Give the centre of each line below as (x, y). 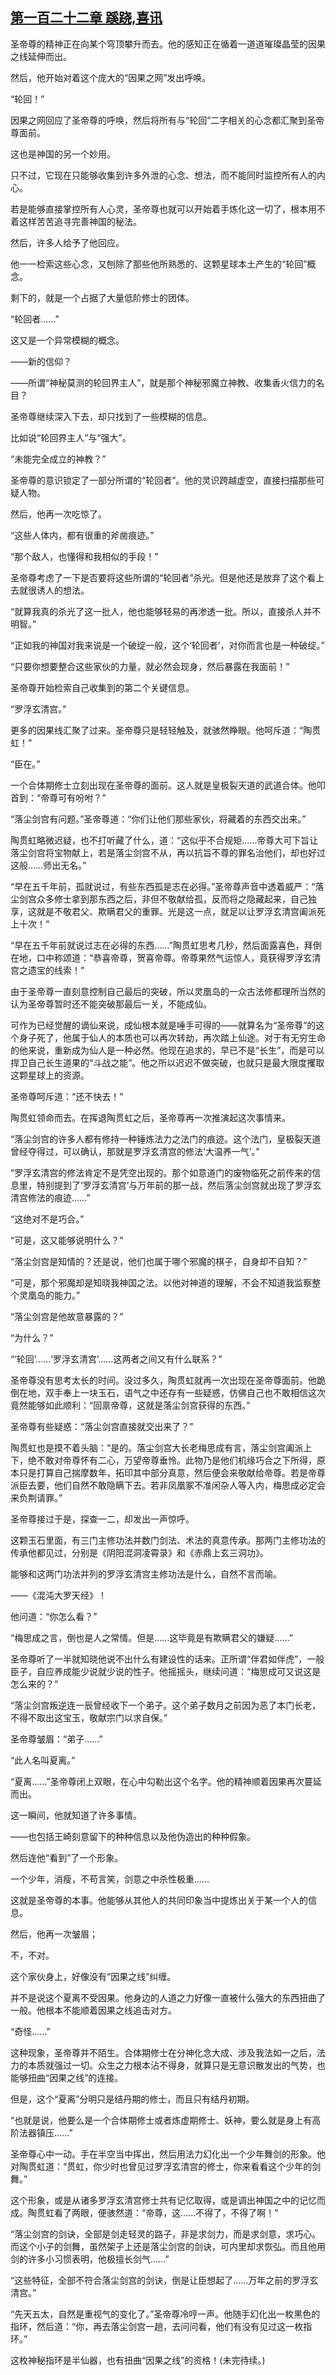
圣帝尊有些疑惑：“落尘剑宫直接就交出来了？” (102, 1426)
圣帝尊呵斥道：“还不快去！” (67, 1096)
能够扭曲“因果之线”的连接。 (67, 2077)
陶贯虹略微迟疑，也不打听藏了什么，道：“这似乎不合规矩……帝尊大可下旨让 (164, 840)
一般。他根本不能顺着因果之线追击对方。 (93, 2010)
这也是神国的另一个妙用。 (63, 154)
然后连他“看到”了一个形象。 (67, 1857)
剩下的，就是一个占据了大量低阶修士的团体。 (102, 297)
